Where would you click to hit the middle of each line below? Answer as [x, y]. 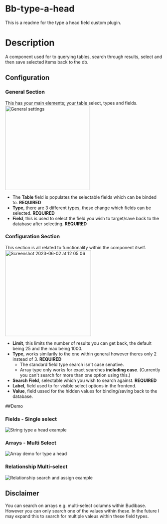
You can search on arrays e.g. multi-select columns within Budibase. [76, 505]
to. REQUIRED [27, 202]
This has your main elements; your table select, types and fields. [72, 103]
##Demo [14, 406]
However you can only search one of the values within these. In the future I [82, 510]
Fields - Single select [31, 419]
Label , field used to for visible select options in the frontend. [74, 385]
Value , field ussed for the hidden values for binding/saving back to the [85, 391]
